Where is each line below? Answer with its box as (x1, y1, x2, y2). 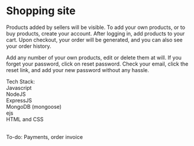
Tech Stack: (6, 78, 35, 85)
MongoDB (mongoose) (6, 103, 62, 110)
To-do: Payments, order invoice (6, 133, 83, 140)
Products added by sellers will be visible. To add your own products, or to (6, 24, 185, 31)
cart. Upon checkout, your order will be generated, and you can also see (6, 36, 183, 43)
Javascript (6, 84, 32, 91)
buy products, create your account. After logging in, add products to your (6, 30, 185, 37)
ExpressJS (6, 96, 33, 104)
